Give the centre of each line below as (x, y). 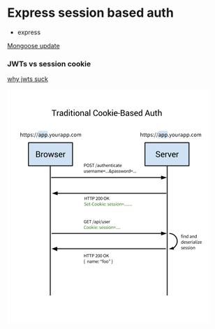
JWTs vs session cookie (49, 64)
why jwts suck (28, 79)
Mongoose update (34, 45)
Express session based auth (91, 13)
